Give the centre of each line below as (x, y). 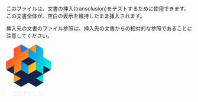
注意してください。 (30, 36)
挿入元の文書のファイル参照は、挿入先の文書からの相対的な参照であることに (99, 28)
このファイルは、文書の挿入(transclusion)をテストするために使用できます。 (98, 8)
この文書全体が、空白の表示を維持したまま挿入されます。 (76, 16)
